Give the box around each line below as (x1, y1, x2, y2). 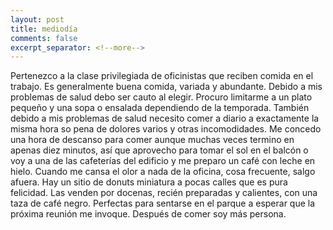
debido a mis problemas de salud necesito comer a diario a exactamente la (10, 112, 320, 125)
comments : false (10, 33, 78, 43)
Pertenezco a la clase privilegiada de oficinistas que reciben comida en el (10, 70, 314, 82)
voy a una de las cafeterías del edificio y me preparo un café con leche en (10, 155, 316, 167)
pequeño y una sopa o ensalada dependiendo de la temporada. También (10, 102, 310, 114)
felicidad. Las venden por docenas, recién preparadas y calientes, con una (10, 187, 318, 199)
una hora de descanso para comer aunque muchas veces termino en (10, 134, 295, 146)
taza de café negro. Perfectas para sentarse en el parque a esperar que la (10, 197, 316, 210)
